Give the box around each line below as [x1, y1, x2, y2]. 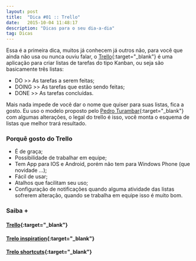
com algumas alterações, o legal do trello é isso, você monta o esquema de [6, 113, 190, 121]
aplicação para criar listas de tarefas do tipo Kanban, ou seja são [6, 60, 164, 67]
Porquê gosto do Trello [6, 135, 73, 143]
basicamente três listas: [6, 66, 64, 73]
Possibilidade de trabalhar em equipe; [14, 154, 107, 161]
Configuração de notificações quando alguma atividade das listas [14, 185, 175, 193]
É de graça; [14, 148, 43, 155]
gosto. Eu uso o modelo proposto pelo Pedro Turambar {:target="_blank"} [6, 107, 184, 115]
